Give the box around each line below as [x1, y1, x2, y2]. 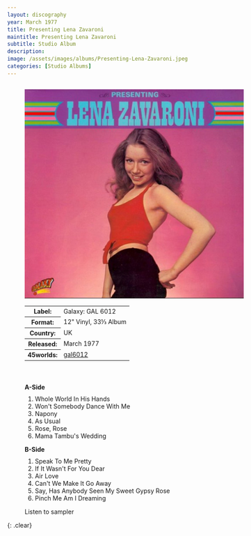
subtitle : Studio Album [7, 40, 76, 48]
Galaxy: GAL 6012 [63, 307, 116, 315]
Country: [29, 329, 56, 337]
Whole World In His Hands [34, 395, 111, 403]
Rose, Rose [34, 424, 67, 432]
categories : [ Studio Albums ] [7, 63, 92, 70]
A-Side [24, 383, 45, 391]
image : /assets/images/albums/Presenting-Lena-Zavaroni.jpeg [7, 56, 188, 63]
